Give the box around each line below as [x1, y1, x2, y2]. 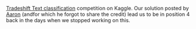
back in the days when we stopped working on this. [6, 17, 130, 23]
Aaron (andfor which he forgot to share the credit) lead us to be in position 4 [6, 11, 190, 18]
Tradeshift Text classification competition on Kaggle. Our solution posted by [6, 5, 189, 11]
